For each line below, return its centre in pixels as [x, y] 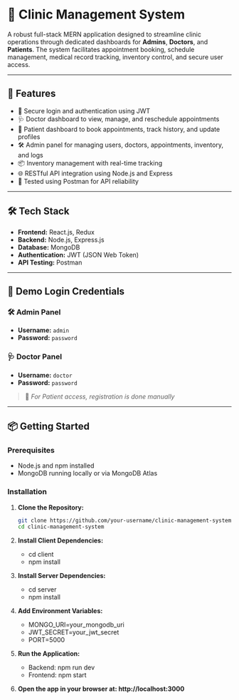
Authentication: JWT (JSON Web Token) [78, 254]
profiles [29, 137]
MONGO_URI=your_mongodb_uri [76, 625]
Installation [27, 492]
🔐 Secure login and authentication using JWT [84, 110]
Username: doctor [45, 375]
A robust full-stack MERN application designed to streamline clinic [104, 34]
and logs [31, 155]
